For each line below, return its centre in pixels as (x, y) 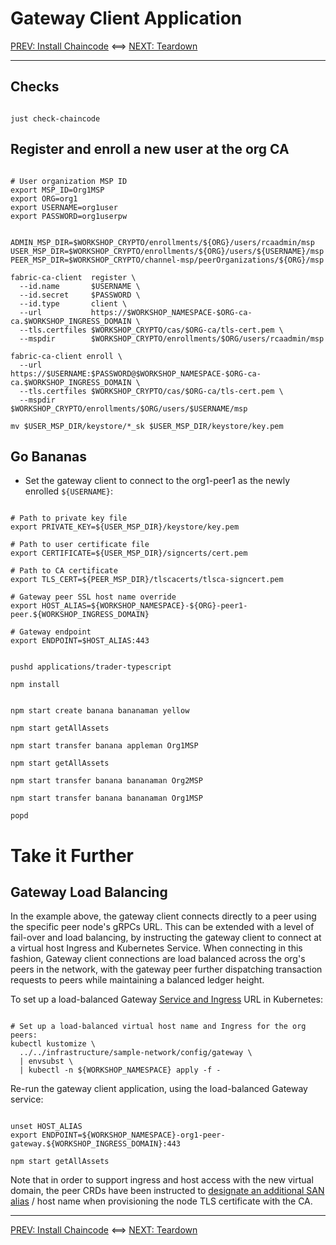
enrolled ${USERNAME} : (68, 491)
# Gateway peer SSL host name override (93, 597)
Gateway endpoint (55, 632)
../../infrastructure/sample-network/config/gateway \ (136, 1053)
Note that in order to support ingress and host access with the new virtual (162, 1180)
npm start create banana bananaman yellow (100, 711)
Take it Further (72, 855)
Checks (35, 87)
